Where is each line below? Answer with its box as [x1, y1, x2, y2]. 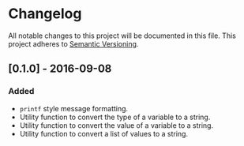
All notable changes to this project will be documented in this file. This [8, 31, 237, 40]
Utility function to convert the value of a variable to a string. [19, 120, 214, 130]
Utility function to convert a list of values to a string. [19, 129, 188, 138]
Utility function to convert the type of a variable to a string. [19, 112, 211, 122]
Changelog [8, 5, 82, 23]
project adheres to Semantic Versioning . [8, 39, 139, 48]
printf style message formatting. [19, 103, 129, 113]
